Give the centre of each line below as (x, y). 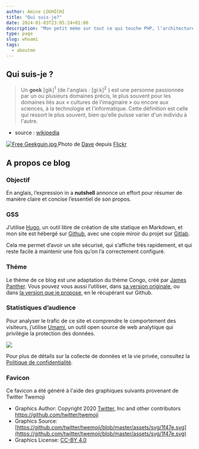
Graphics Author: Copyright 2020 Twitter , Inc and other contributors (98, 409)
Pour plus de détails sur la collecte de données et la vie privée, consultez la (98, 356)
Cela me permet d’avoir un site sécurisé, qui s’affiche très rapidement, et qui (99, 245)
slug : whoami (22, 39)
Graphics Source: (36, 421)
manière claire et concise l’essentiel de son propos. (69, 199)
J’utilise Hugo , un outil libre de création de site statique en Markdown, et (94, 227)
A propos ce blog (38, 163)
